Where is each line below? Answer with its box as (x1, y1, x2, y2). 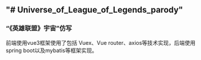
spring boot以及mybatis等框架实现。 (5, 47, 98, 54)
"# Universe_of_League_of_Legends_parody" (5, 5, 183, 15)
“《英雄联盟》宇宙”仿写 (5, 24, 72, 33)
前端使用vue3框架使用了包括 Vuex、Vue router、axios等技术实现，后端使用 (5, 39, 196, 46)
